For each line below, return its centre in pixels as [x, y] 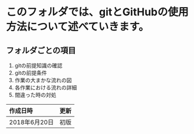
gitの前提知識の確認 [39, 66]
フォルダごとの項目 [41, 50]
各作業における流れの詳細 [46, 88]
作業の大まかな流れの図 [43, 80]
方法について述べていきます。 [78, 27]
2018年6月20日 [32, 122]
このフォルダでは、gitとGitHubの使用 [97, 12]
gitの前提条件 [31, 73]
